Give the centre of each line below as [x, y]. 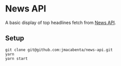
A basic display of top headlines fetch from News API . [61, 22]
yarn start [16, 58]
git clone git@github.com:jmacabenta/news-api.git [59, 50]
